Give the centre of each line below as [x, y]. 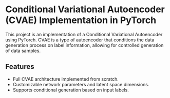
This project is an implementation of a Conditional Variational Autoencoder [84, 34]
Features [20, 67]
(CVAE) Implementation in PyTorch [81, 20]
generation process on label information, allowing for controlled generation [84, 45]
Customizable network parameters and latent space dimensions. [81, 84]
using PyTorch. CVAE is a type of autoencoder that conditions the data [80, 40]
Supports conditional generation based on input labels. [71, 90]
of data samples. [23, 51]
